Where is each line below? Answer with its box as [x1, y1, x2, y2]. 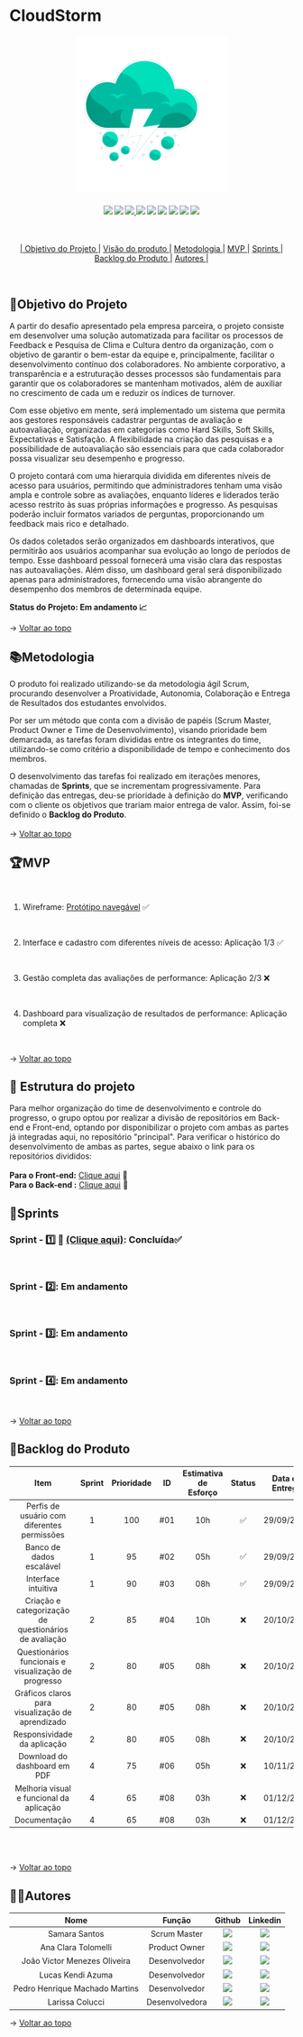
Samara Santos [48, 1928, 105, 1939]
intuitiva [28, 1583, 59, 1594]
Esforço [188, 1487, 218, 1498]
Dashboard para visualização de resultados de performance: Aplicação [22, 1007, 288, 1019]
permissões [21, 1529, 65, 1540]
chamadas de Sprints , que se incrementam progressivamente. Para [9, 780, 262, 791]
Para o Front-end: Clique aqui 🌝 [9, 1170, 128, 1181]
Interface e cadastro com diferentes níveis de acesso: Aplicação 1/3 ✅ [22, 937, 284, 948]
